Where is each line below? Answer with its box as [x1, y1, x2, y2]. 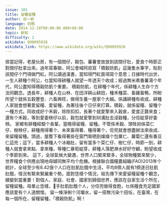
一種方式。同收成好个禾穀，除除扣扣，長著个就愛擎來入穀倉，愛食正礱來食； [5, 108, 162, 114]
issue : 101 [5, 7, 28, 12]
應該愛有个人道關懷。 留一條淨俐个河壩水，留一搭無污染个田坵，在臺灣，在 [5, 189, 159, 195]
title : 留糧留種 [5, 12, 36, 17]
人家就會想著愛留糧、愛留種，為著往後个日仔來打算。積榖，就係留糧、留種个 [5, 102, 162, 108]
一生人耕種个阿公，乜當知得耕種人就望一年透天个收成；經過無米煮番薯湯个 [5, 77, 158, 83]
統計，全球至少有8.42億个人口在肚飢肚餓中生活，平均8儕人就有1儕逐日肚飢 [5, 164, 159, 170]
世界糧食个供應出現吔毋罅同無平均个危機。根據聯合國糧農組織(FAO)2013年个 [5, 158, 162, 164]
